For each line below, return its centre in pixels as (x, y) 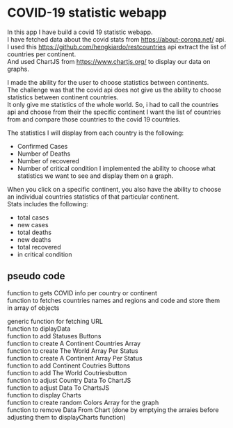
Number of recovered (48, 160)
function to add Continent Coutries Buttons (69, 365)
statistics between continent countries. (63, 97)
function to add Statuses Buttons (54, 336)
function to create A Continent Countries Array (74, 343)
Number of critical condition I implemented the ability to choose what (116, 168)
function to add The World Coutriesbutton (67, 372)
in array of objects (33, 308)
